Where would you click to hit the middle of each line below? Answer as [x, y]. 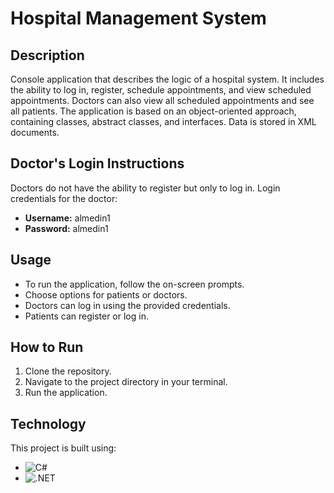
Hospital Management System [138, 18]
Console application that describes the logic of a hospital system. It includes [167, 79]
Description [47, 55]
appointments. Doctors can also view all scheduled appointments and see [162, 100]
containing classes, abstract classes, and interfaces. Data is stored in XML [163, 121]
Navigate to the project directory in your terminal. [126, 382]
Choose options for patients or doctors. [106, 294]
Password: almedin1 [66, 228]
